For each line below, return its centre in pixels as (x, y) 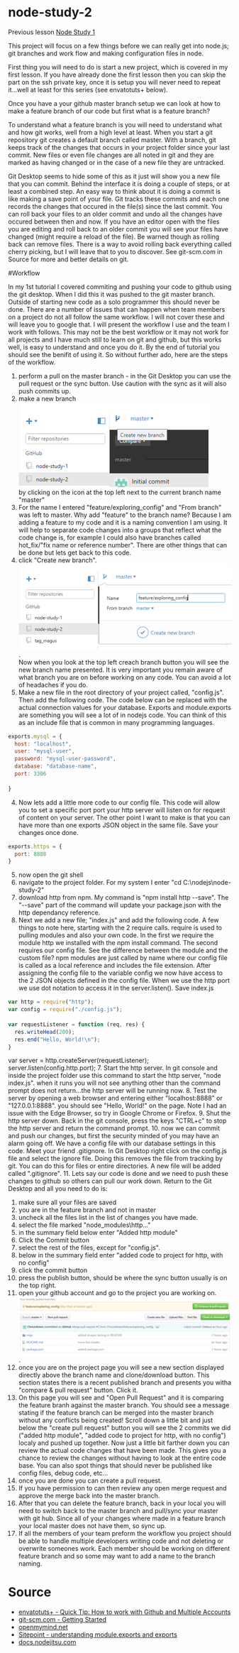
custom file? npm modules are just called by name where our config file (123, 958)
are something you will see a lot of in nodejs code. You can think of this (122, 715)
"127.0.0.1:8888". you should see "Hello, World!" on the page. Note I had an (117, 1106)
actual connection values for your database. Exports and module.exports (124, 707)
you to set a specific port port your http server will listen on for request (122, 809)
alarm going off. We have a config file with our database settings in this (112, 1143)
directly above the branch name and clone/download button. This (114, 1375)
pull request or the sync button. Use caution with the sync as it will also (122, 383)
